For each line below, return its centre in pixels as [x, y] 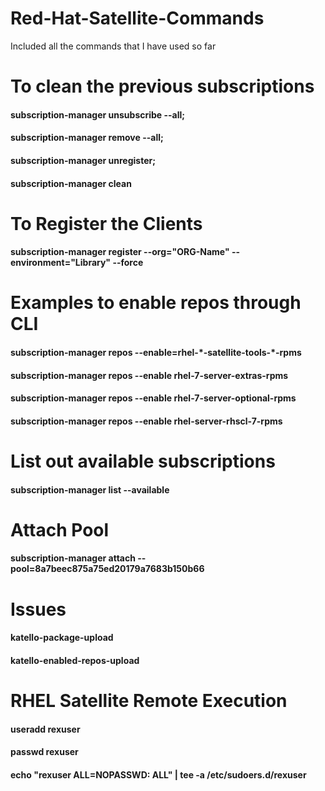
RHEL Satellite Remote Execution [149, 700]
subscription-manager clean [71, 183]
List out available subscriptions [143, 461]
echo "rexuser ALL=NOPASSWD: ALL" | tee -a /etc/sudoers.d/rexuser [158, 774]
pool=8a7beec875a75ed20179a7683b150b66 [107, 569]
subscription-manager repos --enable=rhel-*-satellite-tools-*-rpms [156, 353]
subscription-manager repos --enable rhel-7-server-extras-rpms [149, 375]
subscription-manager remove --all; [87, 138]
